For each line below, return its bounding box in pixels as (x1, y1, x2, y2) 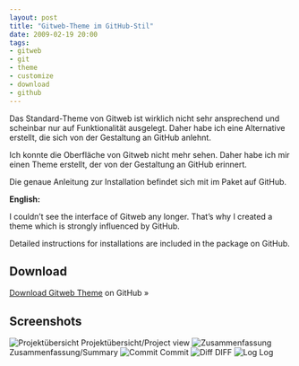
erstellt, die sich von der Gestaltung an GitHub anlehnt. (9, 132, 212, 143)
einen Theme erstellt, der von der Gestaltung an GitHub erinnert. (9, 159, 248, 170)
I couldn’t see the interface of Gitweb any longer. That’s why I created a (9, 211, 273, 222)
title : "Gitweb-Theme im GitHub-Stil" (9, 22, 154, 30)
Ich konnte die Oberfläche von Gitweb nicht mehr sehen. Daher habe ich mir (9, 149, 290, 160)
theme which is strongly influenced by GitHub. (9, 221, 181, 231)
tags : (9, 38, 30, 48)
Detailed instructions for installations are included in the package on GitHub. (9, 238, 291, 248)
